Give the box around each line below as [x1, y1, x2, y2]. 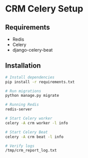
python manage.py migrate [5, 93, 59, 98]
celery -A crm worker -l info [5, 120, 68, 125]
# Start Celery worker [5, 116, 52, 121]
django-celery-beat [12, 47, 53, 53]
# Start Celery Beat [5, 129, 48, 134]
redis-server [5, 107, 32, 112]
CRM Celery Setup [5, 3, 83, 15]
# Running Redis [5, 102, 39, 107]
